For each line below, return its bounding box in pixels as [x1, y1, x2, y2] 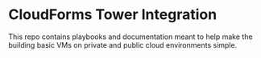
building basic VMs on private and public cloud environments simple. [8, 40, 238, 49]
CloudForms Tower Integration [8, 6, 217, 24]
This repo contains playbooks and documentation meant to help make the [8, 32, 253, 41]
